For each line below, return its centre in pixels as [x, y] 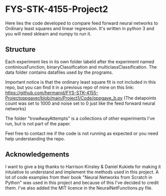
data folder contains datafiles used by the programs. [59, 72]
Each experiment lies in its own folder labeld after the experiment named [80, 62]
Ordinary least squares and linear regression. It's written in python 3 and [80, 28]
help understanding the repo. [35, 138]
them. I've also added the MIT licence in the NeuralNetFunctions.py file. [79, 188]
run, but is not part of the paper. [38, 123]
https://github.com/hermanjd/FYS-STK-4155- [52, 92]
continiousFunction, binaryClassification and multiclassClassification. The [81, 67]
